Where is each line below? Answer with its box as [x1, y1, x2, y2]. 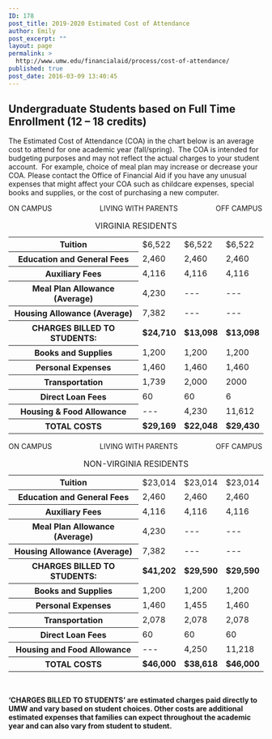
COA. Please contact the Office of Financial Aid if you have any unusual [8, 171, 247, 181]
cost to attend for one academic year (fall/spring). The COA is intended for [8, 145, 259, 155]
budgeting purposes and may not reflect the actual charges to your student [8, 153, 260, 163]
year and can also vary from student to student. [8, 721, 172, 731]
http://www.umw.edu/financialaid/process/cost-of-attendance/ [15, 58, 230, 66]
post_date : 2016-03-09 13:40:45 [8, 72, 117, 80]
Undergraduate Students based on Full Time [8, 102, 236, 116]
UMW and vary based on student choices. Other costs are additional [8, 704, 244, 714]
